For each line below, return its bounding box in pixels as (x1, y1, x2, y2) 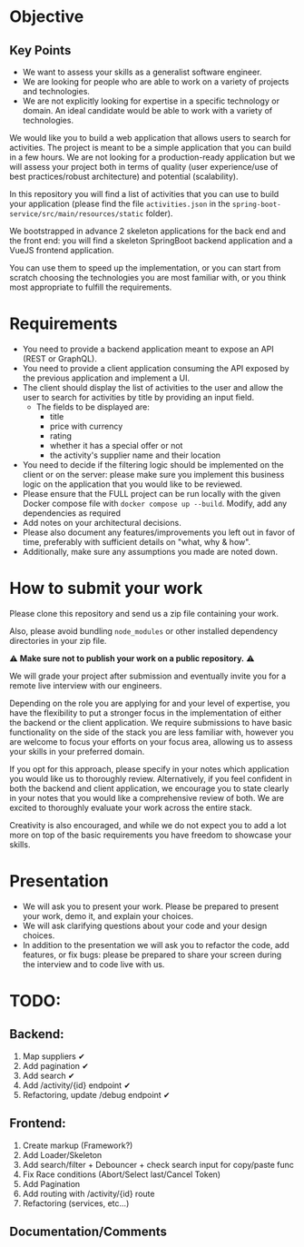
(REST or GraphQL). (22, 352, 98, 364)
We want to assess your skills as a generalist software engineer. (22, 66, 262, 77)
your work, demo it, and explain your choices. (22, 910, 193, 921)
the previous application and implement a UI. (22, 372, 191, 383)
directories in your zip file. (9, 635, 107, 646)
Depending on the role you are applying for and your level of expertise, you (9, 698, 290, 708)
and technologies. (22, 86, 91, 96)
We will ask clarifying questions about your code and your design (22, 920, 268, 931)
